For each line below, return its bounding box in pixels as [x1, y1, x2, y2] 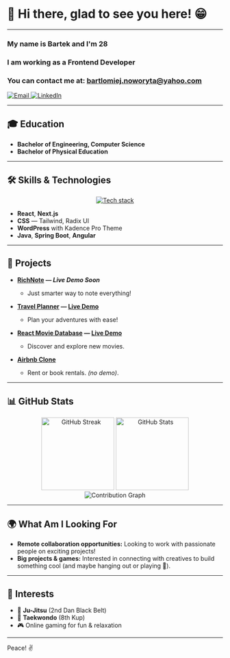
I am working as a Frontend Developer [7, 58, 136, 67]
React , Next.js [16, 209, 59, 218]
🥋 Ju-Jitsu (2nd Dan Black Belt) [16, 606, 107, 614]
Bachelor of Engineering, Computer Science [16, 140, 145, 148]
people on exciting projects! [16, 547, 96, 555]
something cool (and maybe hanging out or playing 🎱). [16, 561, 171, 570]
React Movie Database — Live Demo [16, 329, 123, 337]
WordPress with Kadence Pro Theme [16, 224, 123, 232]
